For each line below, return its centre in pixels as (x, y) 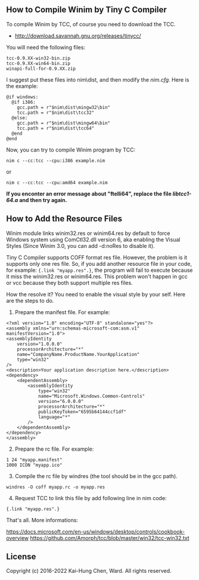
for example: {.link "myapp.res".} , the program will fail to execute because (99, 270)
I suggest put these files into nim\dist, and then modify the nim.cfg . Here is (98, 79)
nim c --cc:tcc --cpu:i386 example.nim (56, 160)
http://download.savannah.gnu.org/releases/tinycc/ (78, 36)
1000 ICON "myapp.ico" (34, 465)
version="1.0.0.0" (40, 344)
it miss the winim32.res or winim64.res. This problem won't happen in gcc (97, 276)
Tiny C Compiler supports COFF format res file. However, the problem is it (97, 257)
